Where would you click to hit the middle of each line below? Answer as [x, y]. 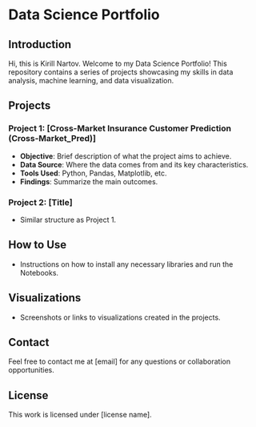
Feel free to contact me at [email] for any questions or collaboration [119, 361]
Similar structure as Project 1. [68, 220]
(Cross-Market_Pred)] [52, 139]
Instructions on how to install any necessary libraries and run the [126, 264]
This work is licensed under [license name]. [80, 415]
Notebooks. [39, 272]
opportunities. [31, 370]
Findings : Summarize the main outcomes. [89, 181]
